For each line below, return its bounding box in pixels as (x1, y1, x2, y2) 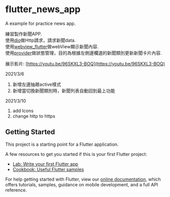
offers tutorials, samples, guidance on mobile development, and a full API (5, 181, 158, 187)
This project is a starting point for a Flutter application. (5, 141, 119, 147)
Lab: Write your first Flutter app (12, 161, 79, 167)
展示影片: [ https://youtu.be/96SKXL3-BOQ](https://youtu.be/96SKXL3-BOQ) (5, 60, 165, 67)
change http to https (12, 113, 56, 119)
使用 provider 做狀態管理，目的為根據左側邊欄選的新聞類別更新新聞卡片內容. (5, 50, 162, 56)
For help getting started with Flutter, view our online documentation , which (5, 176, 161, 182)
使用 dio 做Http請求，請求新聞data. (5, 37, 76, 43)
